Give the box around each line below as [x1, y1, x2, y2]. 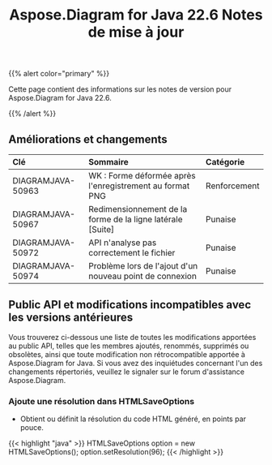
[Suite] [88, 224, 115, 235]
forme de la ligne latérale [88, 213, 183, 225]
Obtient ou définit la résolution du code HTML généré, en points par [19, 414, 247, 424]
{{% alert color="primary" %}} [8, 69, 110, 79]
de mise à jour [87, 23, 185, 41]
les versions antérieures [8, 311, 134, 325]
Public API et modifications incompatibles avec [8, 298, 252, 312]
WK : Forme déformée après [88, 170, 196, 181]
